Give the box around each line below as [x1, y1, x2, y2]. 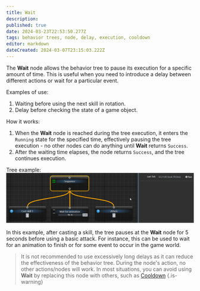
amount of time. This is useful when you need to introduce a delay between [6, 70, 192, 77]
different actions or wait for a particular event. [6, 77, 119, 84]
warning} [20, 278, 43, 285]
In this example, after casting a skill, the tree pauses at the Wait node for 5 [6, 229, 189, 236]
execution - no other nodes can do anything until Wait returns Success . [14, 142, 189, 149]
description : [6, 15, 39, 22]
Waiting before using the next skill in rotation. [14, 100, 126, 107]
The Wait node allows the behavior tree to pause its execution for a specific [6, 64, 192, 71]
